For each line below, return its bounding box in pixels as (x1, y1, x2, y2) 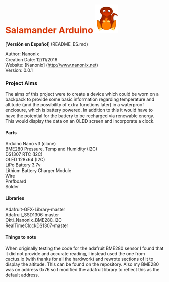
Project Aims (5, 80, 38, 87)
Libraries (5, 195, 24, 201)
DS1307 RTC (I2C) (5, 151, 43, 157)
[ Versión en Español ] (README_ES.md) (5, 41, 88, 47)
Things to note (5, 234, 37, 240)
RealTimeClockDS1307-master (5, 222, 69, 229)
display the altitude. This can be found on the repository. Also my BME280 (5, 261, 159, 267)
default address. (5, 272, 39, 278)
